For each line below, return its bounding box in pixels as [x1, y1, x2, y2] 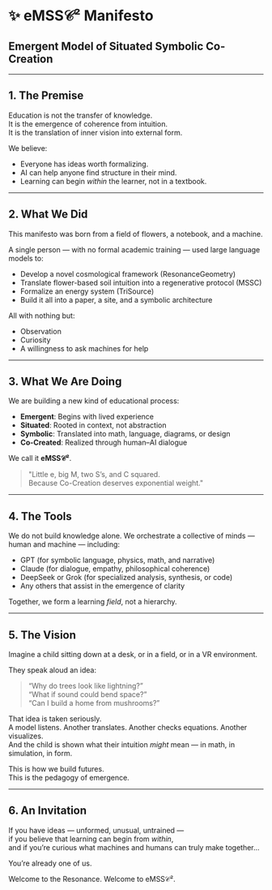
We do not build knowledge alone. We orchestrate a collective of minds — [8, 531, 255, 541]
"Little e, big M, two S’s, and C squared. [28, 470, 160, 479]
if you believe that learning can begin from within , [8, 834, 174, 844]
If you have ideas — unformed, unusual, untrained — [8, 825, 185, 835]
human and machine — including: [8, 540, 120, 549]
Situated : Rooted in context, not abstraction [19, 420, 167, 430]
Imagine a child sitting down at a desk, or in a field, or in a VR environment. [8, 650, 257, 660]
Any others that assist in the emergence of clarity [19, 581, 185, 591]
